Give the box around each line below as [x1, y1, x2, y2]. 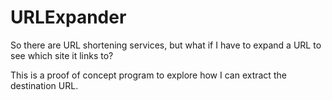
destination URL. [10, 79, 79, 91]
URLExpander [10, 6, 127, 29]
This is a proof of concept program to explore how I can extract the [10, 69, 287, 81]
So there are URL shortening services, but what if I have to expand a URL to [10, 39, 322, 51]
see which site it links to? [10, 49, 114, 61]
